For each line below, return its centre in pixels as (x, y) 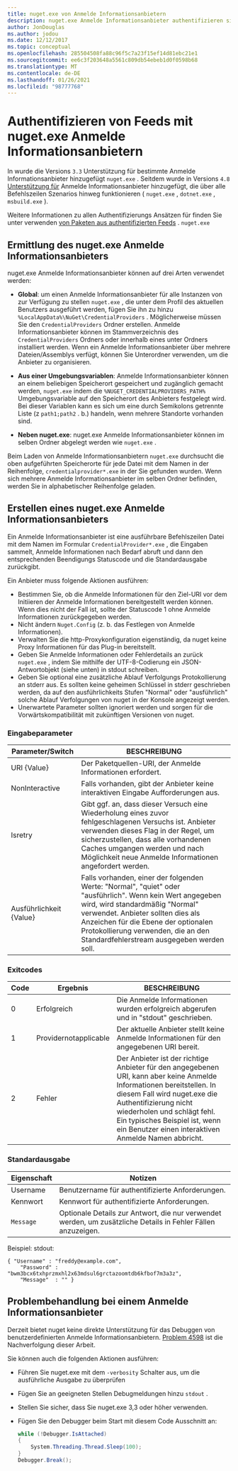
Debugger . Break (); (45, 1460)
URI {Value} (30, 768)
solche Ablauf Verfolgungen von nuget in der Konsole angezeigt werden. (124, 700)
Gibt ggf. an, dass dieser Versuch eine (144, 804)
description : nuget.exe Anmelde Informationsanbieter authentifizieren (115, 21)
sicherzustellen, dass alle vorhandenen (146, 839)
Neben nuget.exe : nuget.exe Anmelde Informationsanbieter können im (121, 435)
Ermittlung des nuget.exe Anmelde (86, 245)
